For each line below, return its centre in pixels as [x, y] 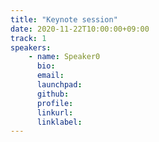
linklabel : [59, 122]
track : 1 [28, 38]
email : [50, 76]
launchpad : [59, 85]
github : [53, 94]
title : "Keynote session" [64, 19]
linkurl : [55, 112]
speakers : [31, 47]
